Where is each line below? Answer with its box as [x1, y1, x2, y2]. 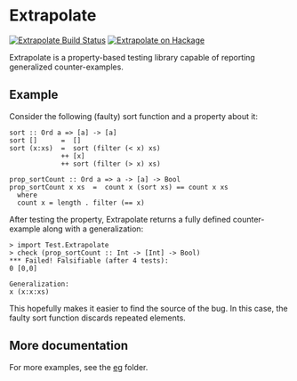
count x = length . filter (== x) [17, 198, 145, 207]
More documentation [9, 338, 129, 353]
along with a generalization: [42, 223, 144, 234]
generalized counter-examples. [9, 61, 124, 72]
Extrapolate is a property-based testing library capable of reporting [9, 52, 255, 62]
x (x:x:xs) [9, 287, 50, 296]
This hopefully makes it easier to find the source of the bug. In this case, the [9, 303, 289, 313]
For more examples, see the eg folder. [9, 361, 148, 372]
